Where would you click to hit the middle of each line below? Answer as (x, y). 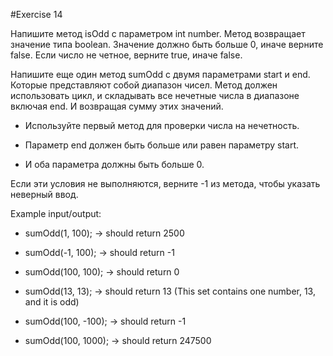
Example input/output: (56, 213)
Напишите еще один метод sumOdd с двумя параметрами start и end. (160, 74)
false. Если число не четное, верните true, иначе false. (126, 55)
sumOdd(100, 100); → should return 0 (102, 272)
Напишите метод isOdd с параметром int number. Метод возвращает (158, 33)
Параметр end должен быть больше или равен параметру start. (162, 145)
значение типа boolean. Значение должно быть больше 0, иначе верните (167, 44)
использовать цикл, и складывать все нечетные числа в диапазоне (155, 95)
